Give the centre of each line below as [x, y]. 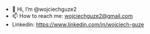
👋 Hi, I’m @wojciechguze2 [44, 9]
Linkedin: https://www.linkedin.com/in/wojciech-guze [78, 24]
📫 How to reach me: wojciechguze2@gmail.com [72, 16]
